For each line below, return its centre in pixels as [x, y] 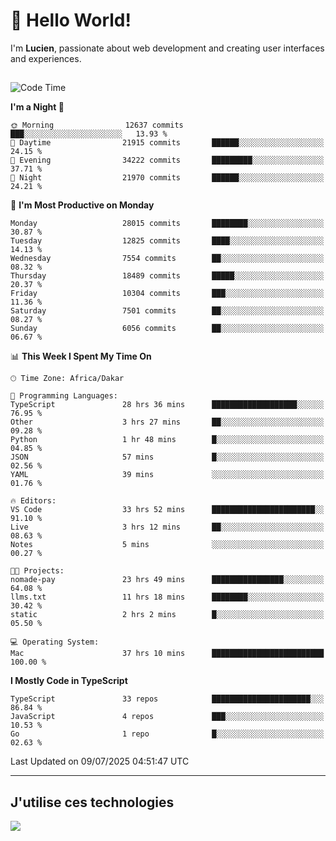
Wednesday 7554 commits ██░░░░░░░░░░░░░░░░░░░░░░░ [167, 259]
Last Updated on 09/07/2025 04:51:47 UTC [100, 761]
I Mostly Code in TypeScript [69, 681]
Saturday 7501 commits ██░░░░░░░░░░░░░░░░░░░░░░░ [167, 311]
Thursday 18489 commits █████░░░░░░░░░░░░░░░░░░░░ [167, 276]
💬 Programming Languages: [64, 396]
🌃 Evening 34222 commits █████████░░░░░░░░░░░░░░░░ [167, 160]
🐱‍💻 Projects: [37, 571]
